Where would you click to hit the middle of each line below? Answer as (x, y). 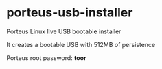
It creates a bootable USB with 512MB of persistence (81, 44)
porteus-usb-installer (70, 13)
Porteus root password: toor (46, 58)
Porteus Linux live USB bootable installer (64, 31)
